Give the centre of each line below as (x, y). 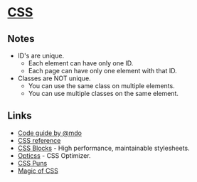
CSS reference (39, 140)
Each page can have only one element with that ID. (102, 71)
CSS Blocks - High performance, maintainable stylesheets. (103, 148)
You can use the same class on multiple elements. (102, 86)
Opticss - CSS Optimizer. (54, 155)
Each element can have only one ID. (81, 63)
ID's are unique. (41, 55)
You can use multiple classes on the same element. (103, 93)
